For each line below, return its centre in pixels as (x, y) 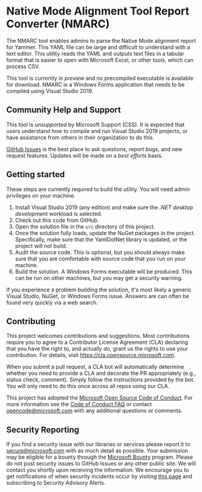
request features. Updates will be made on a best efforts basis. (85, 155)
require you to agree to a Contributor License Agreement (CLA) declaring (97, 342)
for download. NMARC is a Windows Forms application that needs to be (96, 84)
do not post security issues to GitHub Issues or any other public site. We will (101, 464)
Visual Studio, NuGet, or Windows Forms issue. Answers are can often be (98, 296)
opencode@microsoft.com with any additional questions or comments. (94, 411)
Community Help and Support (64, 110)
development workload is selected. (59, 213)
